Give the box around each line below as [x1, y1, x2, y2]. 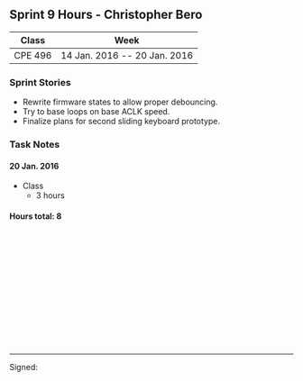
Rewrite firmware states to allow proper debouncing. [22, 96, 218, 107]
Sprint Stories [9, 76, 71, 88]
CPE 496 [14, 49, 52, 61]
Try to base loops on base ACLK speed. [22, 106, 170, 117]
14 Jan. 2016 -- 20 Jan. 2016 [60, 49, 194, 61]
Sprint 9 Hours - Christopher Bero [9, 7, 203, 23]
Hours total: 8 [9, 211, 62, 222]
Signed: [9, 362, 38, 373]
